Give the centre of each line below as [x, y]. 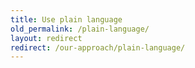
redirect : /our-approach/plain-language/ [98, 47]
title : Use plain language [66, 19]
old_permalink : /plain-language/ [80, 29]
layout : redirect [46, 38]
